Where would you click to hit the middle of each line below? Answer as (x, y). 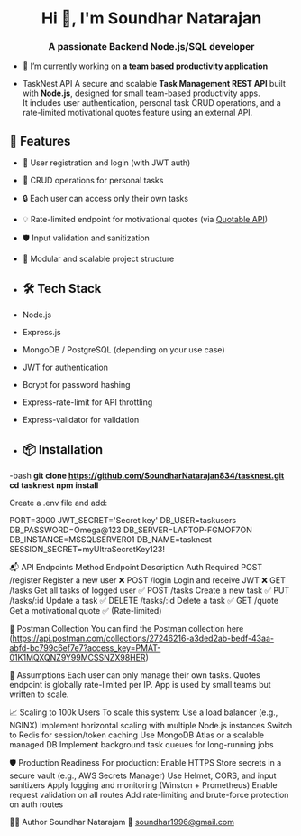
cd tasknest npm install (54, 485)
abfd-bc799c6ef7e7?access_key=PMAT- (85, 648)
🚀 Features (40, 141)
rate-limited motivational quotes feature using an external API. (137, 113)
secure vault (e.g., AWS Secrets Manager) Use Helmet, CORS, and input (143, 775)
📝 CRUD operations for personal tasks (93, 181)
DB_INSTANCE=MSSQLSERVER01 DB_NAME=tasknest (110, 539)
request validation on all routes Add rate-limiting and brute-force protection (149, 794)
